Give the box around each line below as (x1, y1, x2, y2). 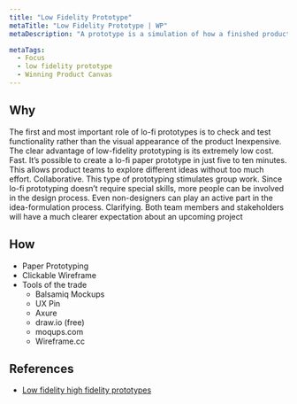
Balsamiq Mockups (34, 289, 105, 299)
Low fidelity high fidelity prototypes (21, 385, 152, 395)
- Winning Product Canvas (17, 70, 113, 80)
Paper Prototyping (21, 260, 89, 271)
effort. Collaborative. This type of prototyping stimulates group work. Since (9, 174, 283, 184)
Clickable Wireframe (21, 269, 97, 280)
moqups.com (34, 326, 84, 337)
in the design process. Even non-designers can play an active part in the (9, 192, 274, 203)
